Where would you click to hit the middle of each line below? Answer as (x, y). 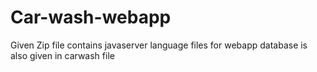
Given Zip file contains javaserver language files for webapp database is (159, 45)
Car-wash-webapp (91, 17)
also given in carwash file (62, 55)
